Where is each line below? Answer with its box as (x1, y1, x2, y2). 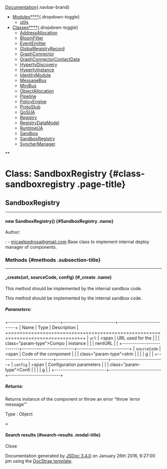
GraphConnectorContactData (19, 56, 80, 62)
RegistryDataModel (19, 120, 60, 126)
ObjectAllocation (19, 88, 54, 94)
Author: (5, 229, 21, 235)
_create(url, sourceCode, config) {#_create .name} (5, 274, 112, 281)
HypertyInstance (19, 67, 55, 73)
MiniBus (19, 83, 37, 89)
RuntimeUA (19, 125, 43, 131)
